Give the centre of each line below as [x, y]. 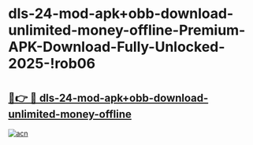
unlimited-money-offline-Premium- [127, 30]
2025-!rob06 [52, 64]
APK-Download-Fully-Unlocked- [117, 47]
